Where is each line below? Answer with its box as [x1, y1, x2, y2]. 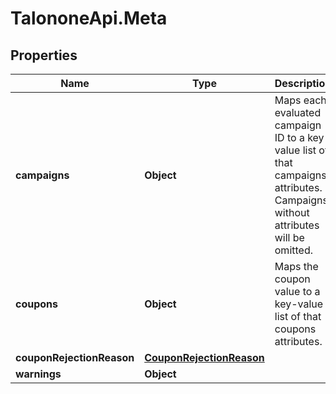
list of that [274, 310, 322, 323]
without [274, 206, 310, 219]
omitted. [274, 243, 313, 257]
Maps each [274, 93, 327, 107]
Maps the [274, 260, 319, 273]
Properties [10, 47, 78, 64]
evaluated [274, 106, 322, 119]
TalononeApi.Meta [10, 7, 168, 30]
